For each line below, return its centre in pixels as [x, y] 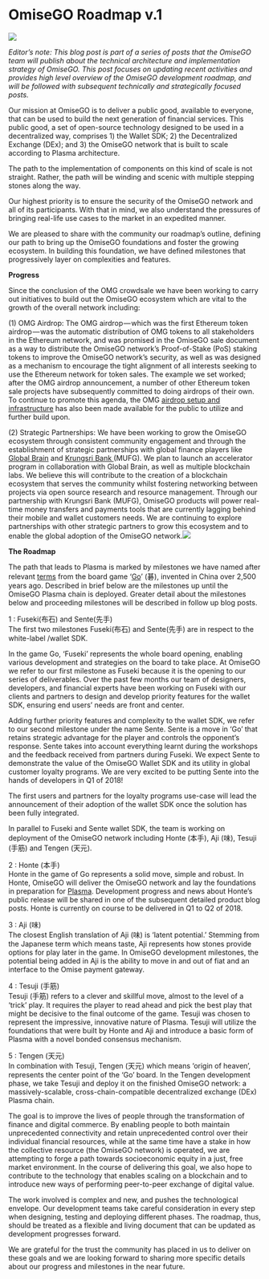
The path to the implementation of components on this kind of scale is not [130, 168]
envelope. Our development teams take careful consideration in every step [132, 1208]
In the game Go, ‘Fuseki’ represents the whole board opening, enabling [126, 654]
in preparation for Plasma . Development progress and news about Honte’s [130, 891]
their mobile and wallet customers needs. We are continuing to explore [125, 517]
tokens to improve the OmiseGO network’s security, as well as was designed [134, 357]
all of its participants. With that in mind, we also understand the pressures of [134, 210]
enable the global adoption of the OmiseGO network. [96, 536]
